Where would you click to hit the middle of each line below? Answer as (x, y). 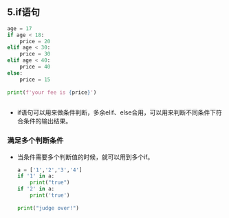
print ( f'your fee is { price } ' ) (52, 92)
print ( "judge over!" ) (48, 208)
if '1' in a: (36, 176)
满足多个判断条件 (35, 141)
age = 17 (20, 28)
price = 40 (35, 67)
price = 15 (35, 80)
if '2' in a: (36, 189)
